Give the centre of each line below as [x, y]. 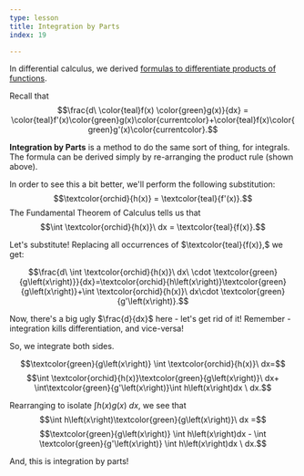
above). [24, 167]
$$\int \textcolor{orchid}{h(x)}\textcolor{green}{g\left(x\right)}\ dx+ [153, 378]
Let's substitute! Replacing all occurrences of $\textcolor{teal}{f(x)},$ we [147, 245]
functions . [28, 78]
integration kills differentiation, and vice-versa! [96, 328]
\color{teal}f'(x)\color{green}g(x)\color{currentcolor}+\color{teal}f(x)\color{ [153, 120]
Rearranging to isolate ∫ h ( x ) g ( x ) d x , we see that [98, 406]
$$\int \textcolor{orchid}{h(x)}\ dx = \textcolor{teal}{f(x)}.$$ [153, 227]
